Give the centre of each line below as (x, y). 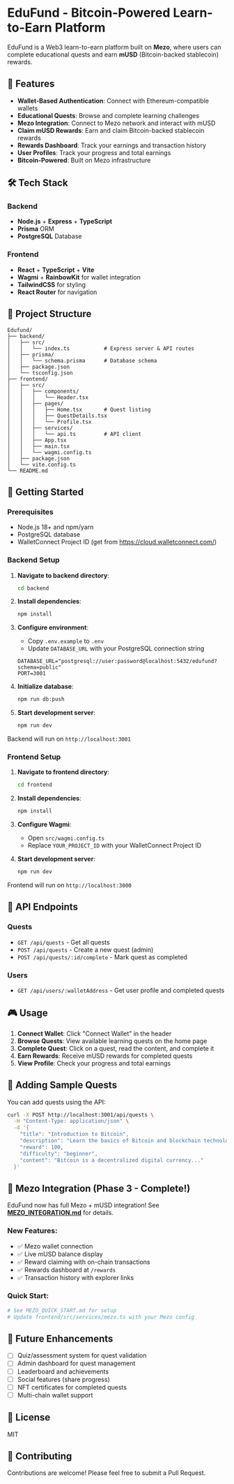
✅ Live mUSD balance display (60, 1254)
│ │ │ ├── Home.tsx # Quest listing (79, 409)
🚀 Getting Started (46, 492)
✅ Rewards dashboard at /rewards (67, 1270)
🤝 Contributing (40, 1456)
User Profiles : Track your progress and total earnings (94, 152)
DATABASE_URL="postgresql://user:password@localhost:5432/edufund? (117, 662)
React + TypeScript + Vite (56, 270)
